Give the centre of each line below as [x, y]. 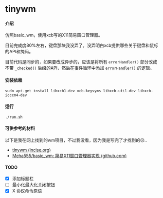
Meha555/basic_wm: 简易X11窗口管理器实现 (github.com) [69, 156]
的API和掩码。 [19, 52]
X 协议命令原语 [27, 191]
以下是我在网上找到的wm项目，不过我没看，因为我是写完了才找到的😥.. [76, 140]
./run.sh [14, 117]
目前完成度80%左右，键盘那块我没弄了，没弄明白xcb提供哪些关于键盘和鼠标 [82, 45]
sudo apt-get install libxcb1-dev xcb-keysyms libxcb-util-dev [71, 91]
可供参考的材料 [20, 128]
